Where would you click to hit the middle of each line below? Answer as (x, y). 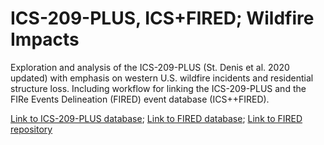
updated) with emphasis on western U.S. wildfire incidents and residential (162, 78)
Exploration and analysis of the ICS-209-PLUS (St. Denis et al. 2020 (150, 67)
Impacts (45, 39)
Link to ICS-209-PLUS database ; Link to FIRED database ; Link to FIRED (156, 118)
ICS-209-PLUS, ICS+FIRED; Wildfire (162, 18)
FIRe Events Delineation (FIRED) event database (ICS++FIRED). (140, 99)
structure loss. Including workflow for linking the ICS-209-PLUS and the (158, 88)
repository (31, 129)
